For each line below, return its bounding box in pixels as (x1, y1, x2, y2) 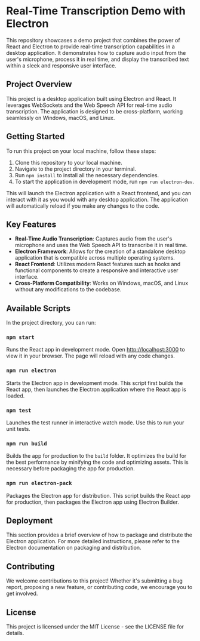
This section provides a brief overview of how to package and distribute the (6, 531, 193, 538)
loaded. (6, 392, 25, 399)
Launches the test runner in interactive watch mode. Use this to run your (6, 419, 184, 426)
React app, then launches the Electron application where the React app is (6, 386, 186, 393)
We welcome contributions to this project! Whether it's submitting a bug (6, 577, 183, 584)
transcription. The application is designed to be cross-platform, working (6, 107, 183, 115)
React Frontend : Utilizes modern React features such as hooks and (14, 261, 181, 268)
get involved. (6, 590, 38, 597)
